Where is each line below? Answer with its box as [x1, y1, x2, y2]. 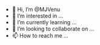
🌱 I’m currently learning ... [12, 19, 77, 26]
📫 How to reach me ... [12, 32, 68, 39]
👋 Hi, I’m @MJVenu [12, 6, 61, 13]
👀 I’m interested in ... [12, 12, 64, 19]
